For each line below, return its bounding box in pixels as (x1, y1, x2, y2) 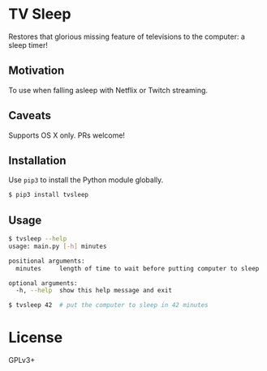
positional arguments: (8, 257, 85, 265)
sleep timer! (8, 40, 49, 49)
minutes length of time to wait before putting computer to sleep (15, 264, 260, 272)
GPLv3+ (8, 356, 36, 365)
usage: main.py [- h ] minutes (8, 242, 107, 250)
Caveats (8, 109, 51, 122)
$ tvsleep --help (8, 235, 67, 243)
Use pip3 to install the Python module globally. (8, 175, 164, 185)
